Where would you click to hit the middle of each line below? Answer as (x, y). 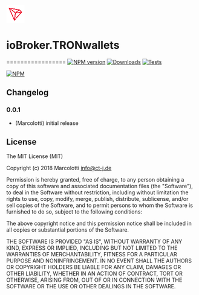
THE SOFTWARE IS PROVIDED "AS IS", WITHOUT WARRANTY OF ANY (94, 242)
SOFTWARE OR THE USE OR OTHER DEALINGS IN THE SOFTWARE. (91, 287)
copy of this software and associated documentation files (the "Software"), (100, 186)
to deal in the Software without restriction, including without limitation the (97, 192)
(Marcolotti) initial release (47, 123)
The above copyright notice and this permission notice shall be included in (99, 224)
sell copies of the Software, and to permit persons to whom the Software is (100, 205)
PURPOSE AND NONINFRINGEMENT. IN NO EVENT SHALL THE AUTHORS (99, 261)
